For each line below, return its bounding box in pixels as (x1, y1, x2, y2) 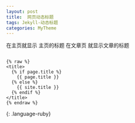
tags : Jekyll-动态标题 (6, 19, 58, 25)
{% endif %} (11, 89, 41, 96)
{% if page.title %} (11, 69, 62, 75)
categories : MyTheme (6, 25, 57, 31)
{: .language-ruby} (6, 110, 51, 118)
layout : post (6, 8, 38, 15)
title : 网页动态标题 (6, 14, 54, 20)
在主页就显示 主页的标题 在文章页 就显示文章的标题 (6, 42, 130, 49)
